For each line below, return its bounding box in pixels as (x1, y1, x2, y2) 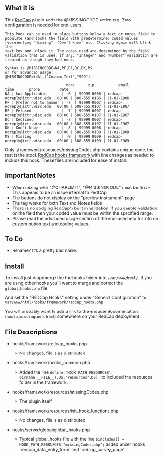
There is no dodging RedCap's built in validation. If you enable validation (12, 205, 157, 211)
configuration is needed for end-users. (5, 22, 83, 28)
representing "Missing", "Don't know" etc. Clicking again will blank (5, 40, 151, 45)
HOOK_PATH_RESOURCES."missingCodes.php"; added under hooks (19, 441, 145, 447)
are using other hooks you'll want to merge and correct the (5, 280, 123, 286)
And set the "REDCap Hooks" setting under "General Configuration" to (5, 295, 146, 301)
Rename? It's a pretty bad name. (12, 248, 77, 253)
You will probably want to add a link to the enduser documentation (5, 309, 138, 314)
